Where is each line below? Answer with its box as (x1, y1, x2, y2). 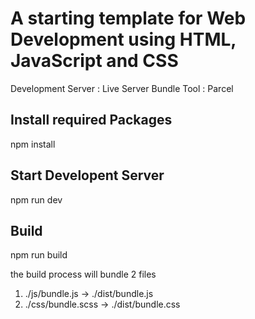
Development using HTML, (10, 28, 237, 51)
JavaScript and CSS (10, 50, 179, 72)
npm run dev (10, 193, 63, 206)
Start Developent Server (10, 167, 165, 184)
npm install (10, 138, 56, 150)
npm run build (10, 249, 68, 261)
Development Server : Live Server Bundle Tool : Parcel (10, 82, 234, 94)
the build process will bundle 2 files (10, 268, 157, 281)
